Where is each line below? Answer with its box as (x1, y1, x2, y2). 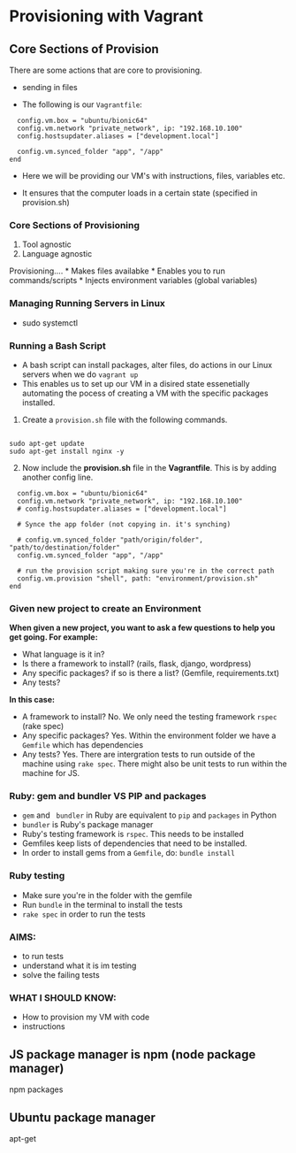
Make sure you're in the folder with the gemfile (21, 889, 193, 900)
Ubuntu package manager (9, 1110, 156, 1125)
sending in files (21, 82, 78, 92)
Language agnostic (21, 249, 93, 259)
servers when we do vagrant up (21, 369, 139, 380)
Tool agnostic (21, 239, 72, 250)
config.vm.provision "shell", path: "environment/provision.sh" (17, 573, 259, 583)
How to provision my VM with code (21, 1011, 150, 1023)
